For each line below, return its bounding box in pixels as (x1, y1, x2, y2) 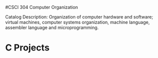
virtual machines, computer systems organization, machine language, (5, 19, 150, 25)
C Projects (5, 42, 49, 53)
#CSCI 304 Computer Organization (5, 4, 78, 10)
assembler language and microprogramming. (5, 24, 99, 30)
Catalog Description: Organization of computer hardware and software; (5, 14, 153, 19)
